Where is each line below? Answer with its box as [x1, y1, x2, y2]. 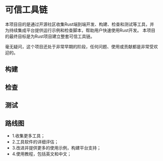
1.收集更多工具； [12, 132, 45, 138]
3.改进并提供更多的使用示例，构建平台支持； [12, 145, 101, 150]
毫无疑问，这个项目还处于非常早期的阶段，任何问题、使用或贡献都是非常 [5, 44, 149, 49]
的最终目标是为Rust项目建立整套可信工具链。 [5, 33, 95, 39]
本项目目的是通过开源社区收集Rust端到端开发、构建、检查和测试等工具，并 [5, 21, 154, 27]
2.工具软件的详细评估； [12, 139, 59, 145]
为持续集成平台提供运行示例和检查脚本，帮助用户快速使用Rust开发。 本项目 [5, 27, 156, 33]
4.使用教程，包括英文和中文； [12, 151, 72, 157]
